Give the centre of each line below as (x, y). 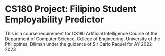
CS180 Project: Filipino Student (71, 9)
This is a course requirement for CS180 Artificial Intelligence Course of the (81, 33)
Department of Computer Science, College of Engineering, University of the (82, 39)
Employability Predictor (55, 20)
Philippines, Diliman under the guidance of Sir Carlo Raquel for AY (73, 44)
